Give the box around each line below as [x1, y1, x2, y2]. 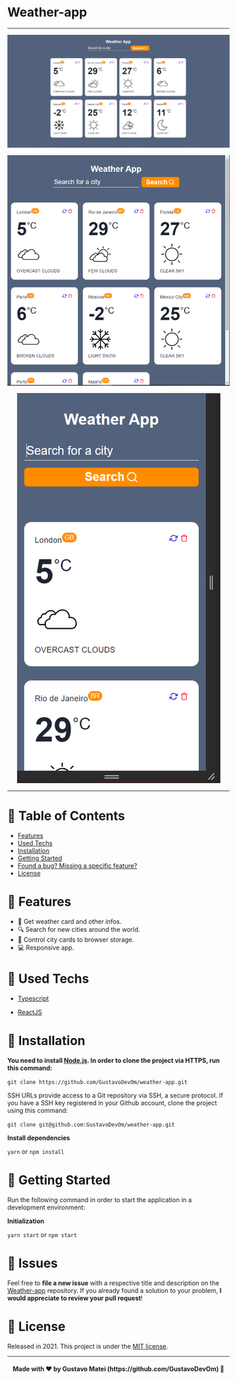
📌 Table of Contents [7, 808, 126, 824]
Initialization [7, 1216, 44, 1225]
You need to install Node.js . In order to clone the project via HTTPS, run [7, 1056, 220, 1064]
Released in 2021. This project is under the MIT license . [7, 1342, 169, 1350]
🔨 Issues [7, 1255, 59, 1271]
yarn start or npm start [7, 1230, 78, 1239]
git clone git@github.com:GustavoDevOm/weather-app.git [7, 1121, 175, 1128]
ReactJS [17, 1008, 42, 1016]
